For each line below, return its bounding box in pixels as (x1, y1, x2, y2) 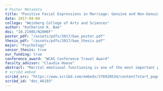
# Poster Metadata (5, 7, 42, 12)
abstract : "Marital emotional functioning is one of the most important (5, 65, 155, 70)
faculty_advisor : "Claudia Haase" (5, 61, 75, 65)
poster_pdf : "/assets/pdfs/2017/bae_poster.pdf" (5, 34, 105, 39)
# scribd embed (5, 70, 36, 75)
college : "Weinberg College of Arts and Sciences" (5, 20, 110, 26)
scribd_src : (5, 74, 29, 79)
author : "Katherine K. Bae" (5, 25, 62, 30)
